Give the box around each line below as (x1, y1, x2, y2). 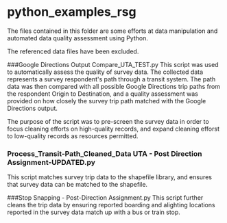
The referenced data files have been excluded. (7, 47, 139, 55)
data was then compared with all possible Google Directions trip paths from (7, 82, 221, 90)
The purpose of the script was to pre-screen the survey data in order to (7, 117, 209, 125)
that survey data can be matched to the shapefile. (7, 181, 148, 189)
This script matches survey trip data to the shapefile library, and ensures (7, 173, 213, 181)
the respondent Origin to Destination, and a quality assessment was (7, 90, 199, 98)
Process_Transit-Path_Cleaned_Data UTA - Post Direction (7, 148, 202, 158)
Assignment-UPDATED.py (7, 157, 96, 167)
